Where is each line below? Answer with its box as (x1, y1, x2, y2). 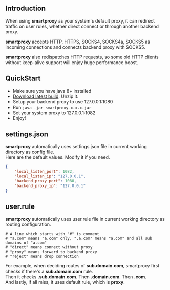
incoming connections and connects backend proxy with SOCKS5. (5, 44, 145, 50)
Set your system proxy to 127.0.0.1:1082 (12, 110, 96, 116)
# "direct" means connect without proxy (5, 244, 93, 250)
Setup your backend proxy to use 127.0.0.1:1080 (12, 98, 113, 105)
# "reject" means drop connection (5, 254, 79, 259)
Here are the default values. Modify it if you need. (5, 154, 110, 160)
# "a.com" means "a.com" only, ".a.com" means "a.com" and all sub (5, 236, 153, 241)
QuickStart (5, 74, 41, 83)
